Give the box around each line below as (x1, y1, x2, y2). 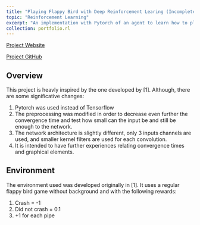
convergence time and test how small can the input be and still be (14, 117, 177, 124)
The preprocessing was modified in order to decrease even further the (14, 111, 188, 118)
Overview (6, 70, 43, 80)
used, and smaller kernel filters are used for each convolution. (14, 136, 167, 143)
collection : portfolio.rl (6, 25, 70, 32)
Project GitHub (6, 53, 43, 60)
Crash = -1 (14, 199, 41, 206)
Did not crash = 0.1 (14, 205, 61, 212)
